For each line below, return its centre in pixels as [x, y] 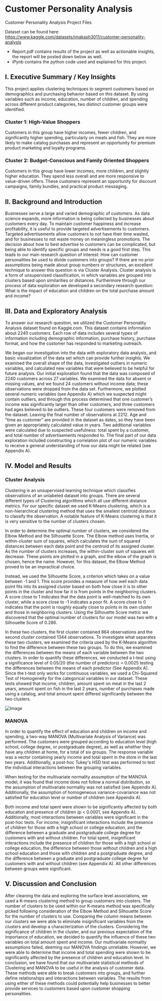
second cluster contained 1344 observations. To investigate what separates [81, 637]
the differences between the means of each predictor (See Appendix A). [77, 668]
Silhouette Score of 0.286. [31, 622]
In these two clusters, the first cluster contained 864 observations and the [79, 632]
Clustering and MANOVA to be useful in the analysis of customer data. [75, 968]
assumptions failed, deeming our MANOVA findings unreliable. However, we [81, 947]
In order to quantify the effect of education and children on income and [76, 731]
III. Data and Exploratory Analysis [56, 311]
